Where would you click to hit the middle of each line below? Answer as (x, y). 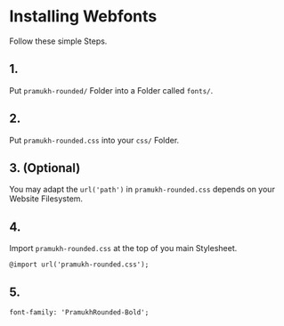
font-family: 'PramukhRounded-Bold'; (79, 313)
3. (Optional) (45, 168)
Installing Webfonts (83, 16)
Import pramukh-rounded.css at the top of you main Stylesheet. (123, 249)
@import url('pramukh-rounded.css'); (79, 265)
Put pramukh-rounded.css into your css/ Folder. (94, 140)
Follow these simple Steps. (58, 41)
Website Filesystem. (46, 199)
